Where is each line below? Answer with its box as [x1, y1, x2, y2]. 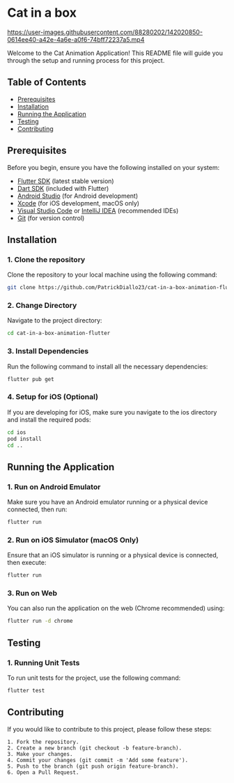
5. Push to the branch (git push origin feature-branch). [7, 763, 179, 770]
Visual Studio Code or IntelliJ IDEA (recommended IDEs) [17, 206, 179, 215]
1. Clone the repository [7, 254, 86, 264]
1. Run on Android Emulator [7, 482, 101, 492]
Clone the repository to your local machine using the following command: [7, 270, 218, 279]
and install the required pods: [7, 415, 91, 424]
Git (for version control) [17, 214, 85, 222]
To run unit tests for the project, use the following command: [7, 674, 181, 682]
